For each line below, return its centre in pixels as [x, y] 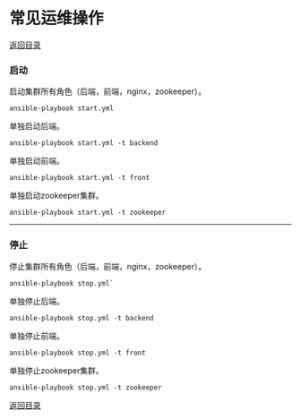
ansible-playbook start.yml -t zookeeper [88, 213]
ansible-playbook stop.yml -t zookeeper [86, 387]
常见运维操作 [57, 18]
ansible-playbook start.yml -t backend [84, 143]
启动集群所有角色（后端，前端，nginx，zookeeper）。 [108, 91]
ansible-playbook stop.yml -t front [77, 353]
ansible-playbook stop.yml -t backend [82, 318]
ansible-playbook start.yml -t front [80, 178]
